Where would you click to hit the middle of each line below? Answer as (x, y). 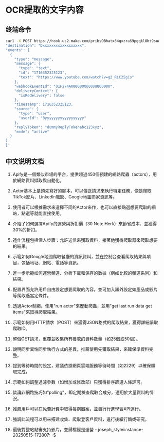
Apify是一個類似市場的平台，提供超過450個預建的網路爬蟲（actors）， (82, 174)
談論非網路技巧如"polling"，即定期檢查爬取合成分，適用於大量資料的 (81, 392)
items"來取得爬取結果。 (36, 312)
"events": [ (18, 50)
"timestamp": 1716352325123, (44, 105)
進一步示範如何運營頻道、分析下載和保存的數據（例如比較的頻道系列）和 (85, 273)
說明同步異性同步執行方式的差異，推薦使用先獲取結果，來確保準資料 (81, 349)
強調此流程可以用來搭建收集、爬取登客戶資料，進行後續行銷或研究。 (81, 419)
